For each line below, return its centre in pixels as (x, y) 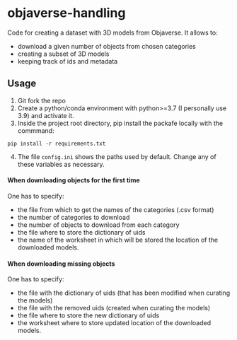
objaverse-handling (67, 13)
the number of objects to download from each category (98, 225)
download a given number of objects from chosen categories (107, 46)
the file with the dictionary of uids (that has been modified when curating (124, 293)
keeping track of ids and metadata (68, 61)
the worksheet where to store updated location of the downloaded (114, 323)
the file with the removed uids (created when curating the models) (114, 308)
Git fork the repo (41, 100)
